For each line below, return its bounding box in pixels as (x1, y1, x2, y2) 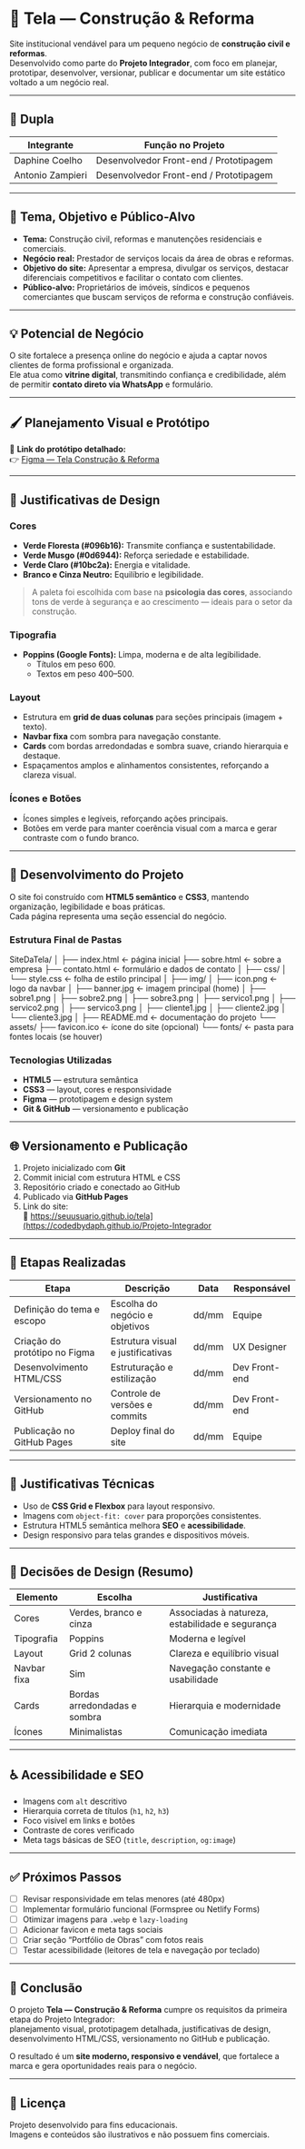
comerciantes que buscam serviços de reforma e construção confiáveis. (22, 291, 295, 302)
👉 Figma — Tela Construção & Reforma (9, 454, 161, 465)
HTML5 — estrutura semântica (22, 1074, 139, 1085)
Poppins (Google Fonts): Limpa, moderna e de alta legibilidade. (22, 649, 261, 660)
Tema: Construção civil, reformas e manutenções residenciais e (22, 233, 262, 244)
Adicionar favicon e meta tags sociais (22, 1925, 163, 1936)
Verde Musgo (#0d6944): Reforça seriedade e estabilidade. (22, 550, 250, 560)
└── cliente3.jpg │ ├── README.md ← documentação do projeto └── (9, 1012, 276, 1023)
